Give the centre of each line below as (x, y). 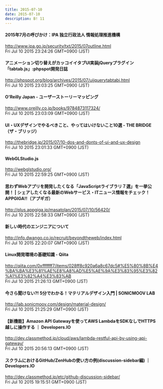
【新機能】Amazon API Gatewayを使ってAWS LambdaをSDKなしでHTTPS (81, 321)
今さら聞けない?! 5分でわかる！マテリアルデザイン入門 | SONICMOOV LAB (80, 293)
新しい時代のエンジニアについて (37, 226)
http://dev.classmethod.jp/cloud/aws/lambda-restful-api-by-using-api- (76, 338)
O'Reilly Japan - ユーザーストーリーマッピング (52, 97)
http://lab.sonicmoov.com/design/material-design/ (55, 304)
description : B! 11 (25, 19)
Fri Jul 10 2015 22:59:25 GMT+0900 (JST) (47, 175)
